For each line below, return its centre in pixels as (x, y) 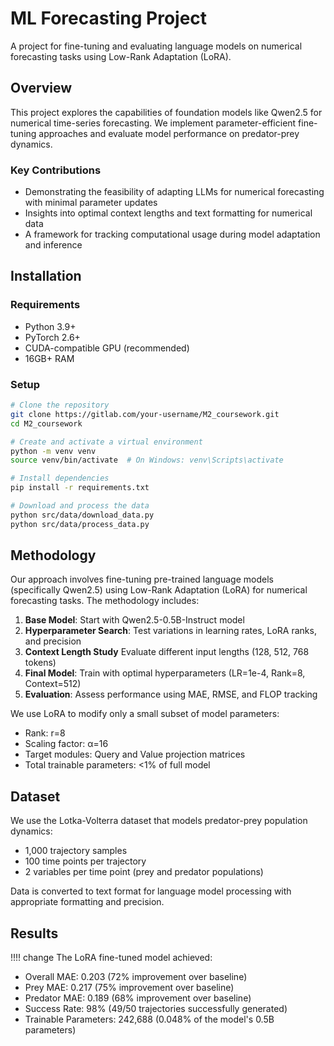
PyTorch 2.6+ (52, 337)
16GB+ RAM (49, 358)
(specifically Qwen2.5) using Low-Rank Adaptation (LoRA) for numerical (159, 590)
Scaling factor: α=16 (66, 744)
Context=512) (53, 684)
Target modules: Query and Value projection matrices (135, 754)
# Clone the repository (60, 405)
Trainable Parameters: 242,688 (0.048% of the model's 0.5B (149, 1019)
